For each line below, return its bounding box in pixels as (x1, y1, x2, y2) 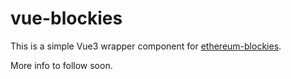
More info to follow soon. (10, 59, 113, 71)
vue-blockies (10, 7, 123, 30)
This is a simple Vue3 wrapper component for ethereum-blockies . (10, 40, 282, 52)
